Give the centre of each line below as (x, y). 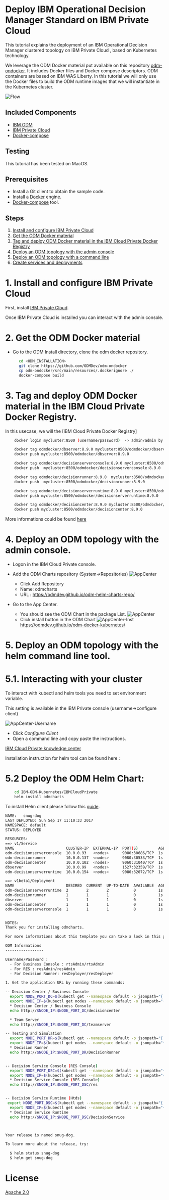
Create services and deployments (48, 263)
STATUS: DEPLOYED (23, 830)
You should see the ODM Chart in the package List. (73, 614)
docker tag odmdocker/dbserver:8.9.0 (54, 449)
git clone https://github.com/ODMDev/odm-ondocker (73, 366)
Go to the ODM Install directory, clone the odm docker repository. (80, 352)
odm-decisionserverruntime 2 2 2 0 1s (84, 891)
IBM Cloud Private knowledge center (43, 749)
